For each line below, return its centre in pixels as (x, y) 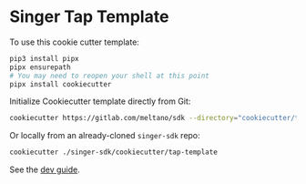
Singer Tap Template (89, 17)
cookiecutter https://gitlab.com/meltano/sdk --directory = (124, 118)
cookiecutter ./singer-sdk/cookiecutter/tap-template (114, 152)
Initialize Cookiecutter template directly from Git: (100, 101)
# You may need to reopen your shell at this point (109, 76)
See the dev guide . (45, 169)
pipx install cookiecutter (61, 84)
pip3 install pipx (44, 58)
